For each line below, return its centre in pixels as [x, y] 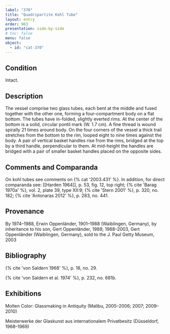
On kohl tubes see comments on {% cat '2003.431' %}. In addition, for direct [85, 180]
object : [13, 43]
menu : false [18, 38]
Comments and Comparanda [52, 167]
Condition [21, 68]
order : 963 [17, 24]
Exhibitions [23, 294]
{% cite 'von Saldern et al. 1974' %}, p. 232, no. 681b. [61, 278]
